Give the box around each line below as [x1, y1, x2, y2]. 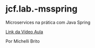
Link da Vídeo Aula [5, 29, 43, 34]
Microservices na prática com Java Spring [5, 19, 91, 25]
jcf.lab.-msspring [5, 3, 77, 15]
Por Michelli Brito [5, 38, 40, 44]
